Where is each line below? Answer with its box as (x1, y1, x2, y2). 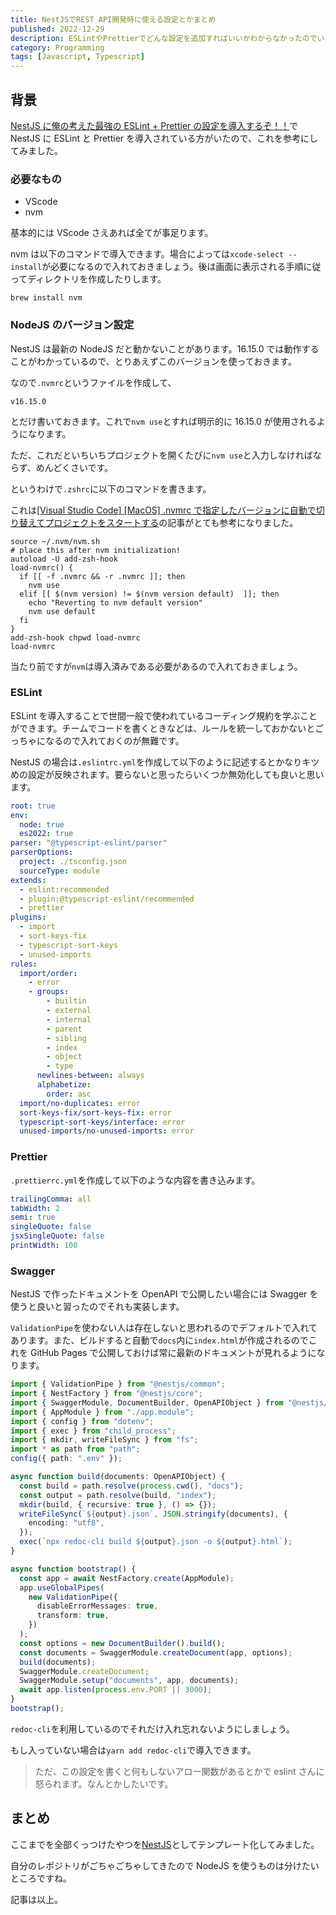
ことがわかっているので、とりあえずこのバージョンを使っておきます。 (10, 355, 297, 367)
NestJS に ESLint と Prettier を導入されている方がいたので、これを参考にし (10, 132, 319, 144)
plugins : (10, 912, 47, 923)
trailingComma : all (10, 1194, 92, 1204)
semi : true (10, 1212, 56, 1223)
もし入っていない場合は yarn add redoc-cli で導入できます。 (10, 1744, 257, 1756)
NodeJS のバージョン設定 (10, 318, 135, 332)
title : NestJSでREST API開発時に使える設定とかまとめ (10, 14, 217, 25)
